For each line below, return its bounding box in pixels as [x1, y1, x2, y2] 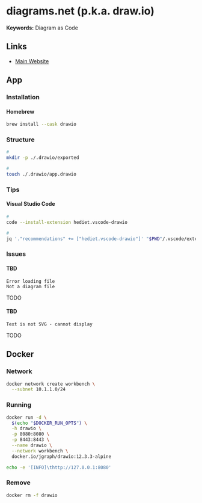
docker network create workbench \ [6, 381, 96, 387]
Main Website [14, 57, 49, 64]
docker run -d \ [6, 414, 47, 421]
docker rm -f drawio [6, 492, 58, 498]
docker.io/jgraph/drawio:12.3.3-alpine [11, 453, 112, 460]
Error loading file [6, 278, 55, 284]
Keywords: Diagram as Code [6, 24, 78, 31]
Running [6, 401, 32, 409]
